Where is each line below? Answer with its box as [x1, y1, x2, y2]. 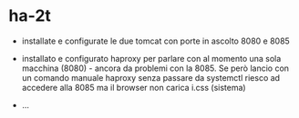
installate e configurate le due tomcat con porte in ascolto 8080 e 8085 [21, 35, 291, 46]
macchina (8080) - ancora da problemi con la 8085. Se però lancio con [21, 63, 289, 74]
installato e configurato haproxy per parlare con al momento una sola [21, 53, 282, 64]
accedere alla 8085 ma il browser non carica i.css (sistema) [21, 82, 247, 93]
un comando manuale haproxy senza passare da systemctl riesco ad [21, 72, 280, 83]
